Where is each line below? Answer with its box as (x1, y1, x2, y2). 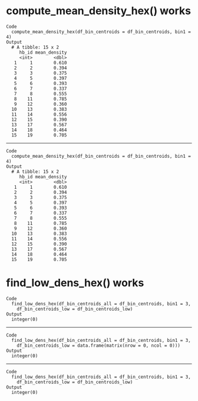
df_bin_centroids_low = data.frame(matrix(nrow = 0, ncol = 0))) (16, 343, 181, 348)
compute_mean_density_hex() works (6, 4, 192, 18)
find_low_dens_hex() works (6, 276, 144, 290)
